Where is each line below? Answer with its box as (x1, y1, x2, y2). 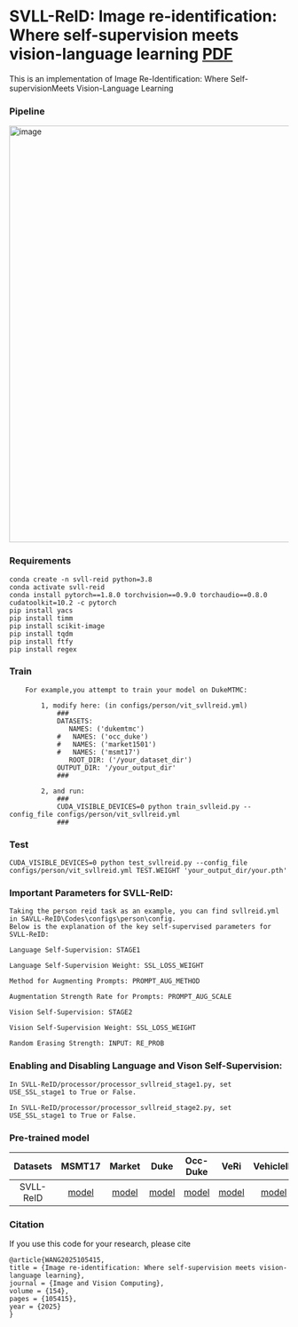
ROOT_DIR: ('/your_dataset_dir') (68, 755, 192, 764)
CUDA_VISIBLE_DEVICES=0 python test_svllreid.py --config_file (9, 859, 248, 867)
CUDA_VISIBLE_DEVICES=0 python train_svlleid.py (56, 802, 240, 811)
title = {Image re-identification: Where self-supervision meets (9, 1264, 255, 1273)
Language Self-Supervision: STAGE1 (9, 946, 141, 955)
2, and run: (41, 787, 86, 795)
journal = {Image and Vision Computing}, (9, 1279, 165, 1288)
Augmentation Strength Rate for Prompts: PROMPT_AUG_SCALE (9, 993, 232, 1002)
